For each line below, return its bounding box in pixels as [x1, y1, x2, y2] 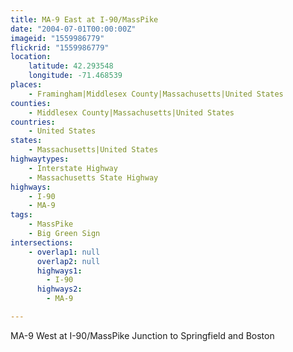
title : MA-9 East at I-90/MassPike [10, 14, 159, 25]
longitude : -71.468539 [28, 71, 123, 81]
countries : [10, 117, 56, 127]
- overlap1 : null [28, 247, 101, 257]
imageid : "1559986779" [10, 33, 105, 43]
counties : [10, 98, 52, 108]
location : [10, 52, 52, 62]
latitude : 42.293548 [28, 61, 114, 71]
